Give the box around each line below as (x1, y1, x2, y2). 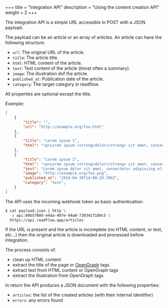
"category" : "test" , (23, 180, 66, 185)
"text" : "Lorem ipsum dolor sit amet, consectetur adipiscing (23, 166, 155, 171)
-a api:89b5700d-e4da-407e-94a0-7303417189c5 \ (9, 213, 111, 218)
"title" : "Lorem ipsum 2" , (23, 157, 79, 162)
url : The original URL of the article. (12, 50, 85, 55)
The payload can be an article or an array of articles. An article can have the (5, 35, 162, 40)
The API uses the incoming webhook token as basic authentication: (5, 198, 144, 204)
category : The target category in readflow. (12, 81, 99, 87)
